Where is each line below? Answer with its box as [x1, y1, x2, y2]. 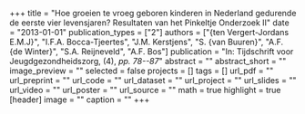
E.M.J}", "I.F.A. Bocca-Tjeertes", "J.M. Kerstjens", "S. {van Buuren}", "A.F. [9, 36, 284, 47]
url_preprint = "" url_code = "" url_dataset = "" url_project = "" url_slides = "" [9, 75, 297, 85]
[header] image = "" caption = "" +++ [9, 94, 150, 105]
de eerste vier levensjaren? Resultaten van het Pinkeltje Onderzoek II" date [9, 17, 290, 28]
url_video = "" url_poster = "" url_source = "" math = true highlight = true [9, 85, 281, 95]
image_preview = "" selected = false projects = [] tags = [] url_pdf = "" [9, 65, 274, 76]
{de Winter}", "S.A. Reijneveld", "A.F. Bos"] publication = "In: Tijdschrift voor [9, 46, 294, 57]
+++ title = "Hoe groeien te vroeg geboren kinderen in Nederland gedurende [9, 8, 297, 18]
